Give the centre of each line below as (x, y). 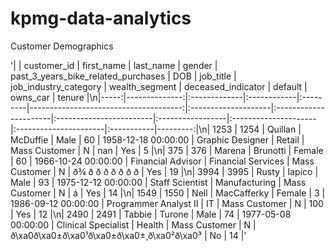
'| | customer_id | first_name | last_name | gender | (114, 65)
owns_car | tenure (47, 97)
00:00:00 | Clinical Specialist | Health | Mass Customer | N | (133, 224)
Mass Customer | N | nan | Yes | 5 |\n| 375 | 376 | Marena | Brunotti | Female (167, 150)
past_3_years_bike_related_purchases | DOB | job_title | (123, 76)
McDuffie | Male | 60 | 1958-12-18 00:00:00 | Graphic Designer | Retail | (157, 139)
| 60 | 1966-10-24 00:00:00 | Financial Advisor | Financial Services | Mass (162, 161)
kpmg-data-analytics (101, 18)
